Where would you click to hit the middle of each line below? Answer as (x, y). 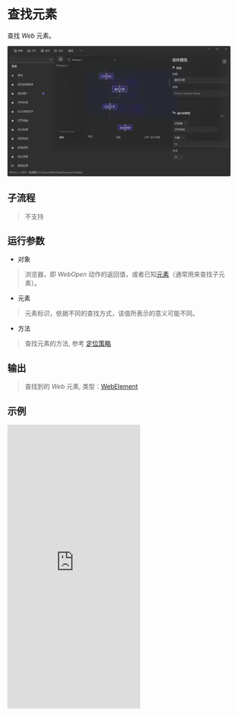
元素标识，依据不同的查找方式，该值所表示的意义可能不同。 (112, 314)
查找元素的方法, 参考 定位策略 (68, 343)
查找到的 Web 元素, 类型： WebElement (81, 387)
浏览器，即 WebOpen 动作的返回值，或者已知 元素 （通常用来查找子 (122, 275)
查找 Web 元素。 (31, 35)
